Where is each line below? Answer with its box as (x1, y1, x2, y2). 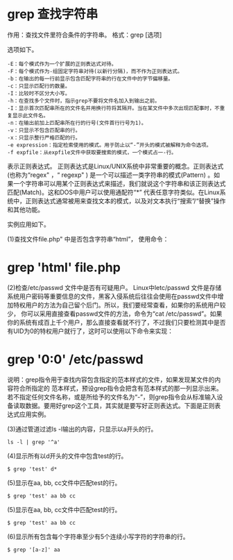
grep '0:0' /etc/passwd (7, 352, 144, 368)
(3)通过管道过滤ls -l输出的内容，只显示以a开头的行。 (7, 425, 157, 433)
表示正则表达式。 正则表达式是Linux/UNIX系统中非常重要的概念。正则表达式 (7, 162, 224, 170)
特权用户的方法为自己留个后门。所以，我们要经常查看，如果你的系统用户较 (12, 300, 226, 309)
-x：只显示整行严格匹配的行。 (7, 134, 81, 141)
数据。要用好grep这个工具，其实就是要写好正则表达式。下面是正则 (25, 401, 215, 409)
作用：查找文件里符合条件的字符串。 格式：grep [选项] (7, 31, 162, 39)
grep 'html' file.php (7, 260, 121, 275)
